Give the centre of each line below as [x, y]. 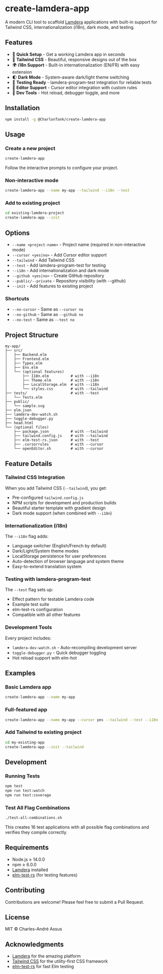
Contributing [25, 890]
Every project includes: [28, 638]
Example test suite [31, 604]
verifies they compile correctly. [36, 832]
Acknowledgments [35, 944]
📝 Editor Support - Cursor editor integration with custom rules [75, 87]
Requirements [27, 847]
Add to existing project [32, 203]
